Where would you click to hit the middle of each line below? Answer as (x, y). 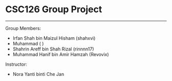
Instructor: (16, 64)
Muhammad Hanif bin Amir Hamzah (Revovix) (61, 54)
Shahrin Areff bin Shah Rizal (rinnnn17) (53, 49)
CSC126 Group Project (54, 9)
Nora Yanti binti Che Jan (38, 74)
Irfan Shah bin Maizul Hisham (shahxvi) (54, 38)
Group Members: (23, 28)
